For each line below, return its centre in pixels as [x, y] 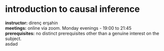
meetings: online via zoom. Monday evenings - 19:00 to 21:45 [68, 28]
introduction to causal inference [73, 9]
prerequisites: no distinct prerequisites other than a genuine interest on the [82, 33]
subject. [13, 39]
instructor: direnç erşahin [32, 23]
